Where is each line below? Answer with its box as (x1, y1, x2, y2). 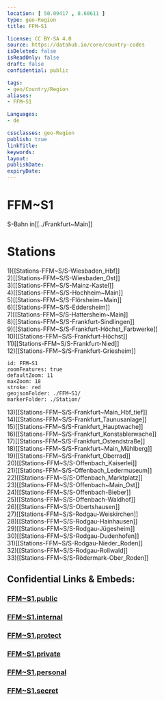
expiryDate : (7, 168, 41, 175)
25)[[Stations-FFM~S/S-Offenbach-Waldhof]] (7, 495, 136, 504)
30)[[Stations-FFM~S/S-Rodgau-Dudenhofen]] (7, 532, 139, 540)
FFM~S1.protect (7, 631, 61, 641)
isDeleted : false (7, 48, 57, 55)
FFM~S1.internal (7, 613, 63, 622)
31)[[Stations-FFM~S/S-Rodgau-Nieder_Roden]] (7, 539, 143, 547)
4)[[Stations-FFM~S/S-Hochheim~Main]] (7, 288, 124, 297)
